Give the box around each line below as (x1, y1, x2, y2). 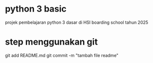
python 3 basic (5, 3, 67, 15)
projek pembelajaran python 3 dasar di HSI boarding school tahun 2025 (5, 19, 149, 25)
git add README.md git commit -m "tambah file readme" (5, 52, 119, 58)
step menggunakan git (5, 36, 98, 47)
